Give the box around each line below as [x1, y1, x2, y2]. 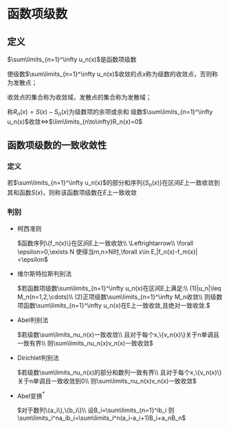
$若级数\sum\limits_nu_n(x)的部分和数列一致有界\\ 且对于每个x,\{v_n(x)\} [17, 368, 222, 376]
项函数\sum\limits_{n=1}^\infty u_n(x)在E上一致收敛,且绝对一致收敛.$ [17, 301, 210, 309]
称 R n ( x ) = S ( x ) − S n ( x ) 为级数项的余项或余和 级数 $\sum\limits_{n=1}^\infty [7, 108, 213, 117]
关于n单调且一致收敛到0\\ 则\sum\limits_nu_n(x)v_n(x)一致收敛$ [17, 376, 197, 385]
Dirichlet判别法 [17, 353, 60, 361]
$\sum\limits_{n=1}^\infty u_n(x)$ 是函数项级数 [7, 56, 137, 63]
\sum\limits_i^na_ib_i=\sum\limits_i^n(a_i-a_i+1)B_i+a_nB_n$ [17, 414, 186, 423]
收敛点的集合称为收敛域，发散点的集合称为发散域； [7, 93, 152, 101]
